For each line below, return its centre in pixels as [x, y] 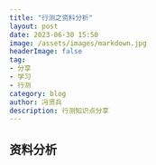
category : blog [38, 93]
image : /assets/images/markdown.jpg [78, 43]
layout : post [34, 26]
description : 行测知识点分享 [60, 111]
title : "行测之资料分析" [51, 18]
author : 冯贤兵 [36, 102]
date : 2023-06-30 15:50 [54, 34]
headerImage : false [46, 52]
